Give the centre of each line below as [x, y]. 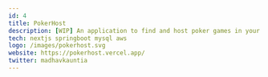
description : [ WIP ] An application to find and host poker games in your [134, 30]
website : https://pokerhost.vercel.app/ [77, 53]
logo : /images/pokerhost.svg [57, 46]
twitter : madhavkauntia [48, 61]
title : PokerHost [37, 23]
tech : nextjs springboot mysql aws [68, 38]
